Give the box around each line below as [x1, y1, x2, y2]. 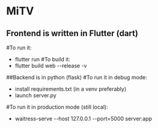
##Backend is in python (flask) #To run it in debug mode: [6, 74, 147, 81]
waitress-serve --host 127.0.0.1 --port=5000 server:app [14, 115, 152, 122]
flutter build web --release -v [14, 62, 87, 69]
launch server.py [14, 92, 57, 99]
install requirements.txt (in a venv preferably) [14, 85, 127, 93]
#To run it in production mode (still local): [6, 103, 108, 111]
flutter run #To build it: [14, 56, 71, 62]
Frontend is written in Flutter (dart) [6, 28, 138, 38]
